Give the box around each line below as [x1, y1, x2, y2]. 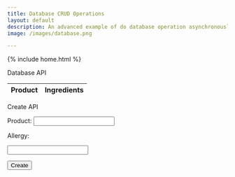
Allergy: [7, 132, 30, 140]
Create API [7, 103, 38, 111]
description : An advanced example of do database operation [7, 23, 187, 30]
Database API [7, 69, 47, 77]
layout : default [7, 17, 55, 24]
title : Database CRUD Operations [7, 10, 105, 17]
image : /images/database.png [7, 29, 92, 37]
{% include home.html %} [7, 55, 82, 64]
